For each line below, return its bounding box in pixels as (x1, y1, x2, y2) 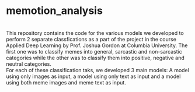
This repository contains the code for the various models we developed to (6, 29, 184, 36)
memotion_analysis (6, 4, 103, 17)
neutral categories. (6, 60, 51, 68)
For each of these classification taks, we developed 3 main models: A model (6, 66, 190, 73)
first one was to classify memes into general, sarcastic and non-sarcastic (6, 48, 182, 55)
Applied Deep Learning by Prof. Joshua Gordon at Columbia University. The (6, 42, 188, 49)
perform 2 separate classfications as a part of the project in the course (6, 36, 177, 43)
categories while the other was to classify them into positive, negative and (6, 54, 185, 61)
